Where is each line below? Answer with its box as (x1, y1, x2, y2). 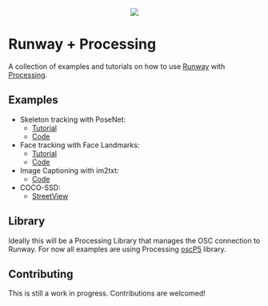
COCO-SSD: (19, 183, 62, 192)
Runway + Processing (8, 35, 157, 54)
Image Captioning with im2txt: (19, 165, 119, 175)
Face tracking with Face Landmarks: (19, 140, 140, 150)
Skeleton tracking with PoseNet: (19, 115, 126, 124)
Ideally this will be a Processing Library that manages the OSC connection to (8, 236, 261, 245)
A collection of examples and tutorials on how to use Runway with (8, 61, 226, 71)
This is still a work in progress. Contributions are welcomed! (8, 288, 206, 298)
